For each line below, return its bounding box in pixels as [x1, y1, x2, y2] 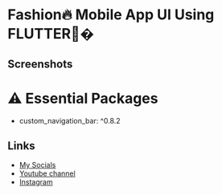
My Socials [18, 160, 56, 170]
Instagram [18, 177, 53, 187]
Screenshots [7, 57, 73, 71]
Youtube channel [18, 169, 76, 178]
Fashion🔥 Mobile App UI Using [7, 6, 215, 24]
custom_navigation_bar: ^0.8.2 [18, 116, 121, 125]
